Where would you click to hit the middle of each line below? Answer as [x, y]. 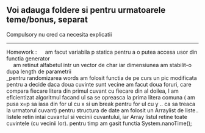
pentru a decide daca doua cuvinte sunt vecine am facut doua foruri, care [99, 84]
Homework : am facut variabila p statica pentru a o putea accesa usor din [102, 52]
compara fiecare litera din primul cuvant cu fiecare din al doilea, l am [92, 91]
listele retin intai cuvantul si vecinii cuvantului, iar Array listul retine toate [97, 117]
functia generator [28, 58]
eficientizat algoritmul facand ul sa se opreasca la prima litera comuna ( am [101, 97]
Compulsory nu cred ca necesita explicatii [59, 34]
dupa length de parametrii [39, 71]
